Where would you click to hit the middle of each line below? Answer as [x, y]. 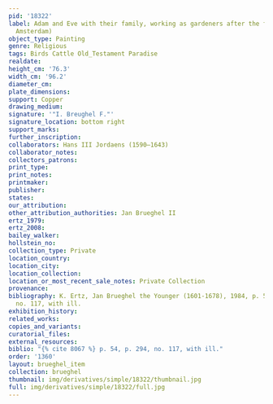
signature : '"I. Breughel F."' [61, 115]
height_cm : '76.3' [39, 69]
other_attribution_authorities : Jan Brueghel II [92, 213]
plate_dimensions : [39, 92]
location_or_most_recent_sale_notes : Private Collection [107, 281]
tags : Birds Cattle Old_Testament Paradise [83, 54]
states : [22, 198]
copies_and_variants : [45, 327]
